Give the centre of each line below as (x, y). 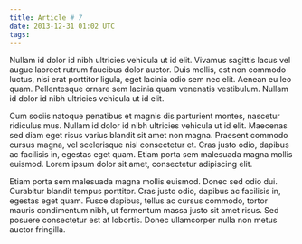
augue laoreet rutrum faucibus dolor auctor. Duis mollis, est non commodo (148, 70)
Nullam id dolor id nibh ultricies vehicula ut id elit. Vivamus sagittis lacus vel (150, 61)
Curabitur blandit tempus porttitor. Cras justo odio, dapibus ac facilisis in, (145, 192)
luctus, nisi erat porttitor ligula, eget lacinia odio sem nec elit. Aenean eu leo (151, 80)
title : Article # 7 (46, 18)
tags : (19, 34)
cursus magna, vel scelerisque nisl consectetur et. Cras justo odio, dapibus (149, 145)
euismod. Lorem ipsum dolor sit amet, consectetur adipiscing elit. (131, 164)
